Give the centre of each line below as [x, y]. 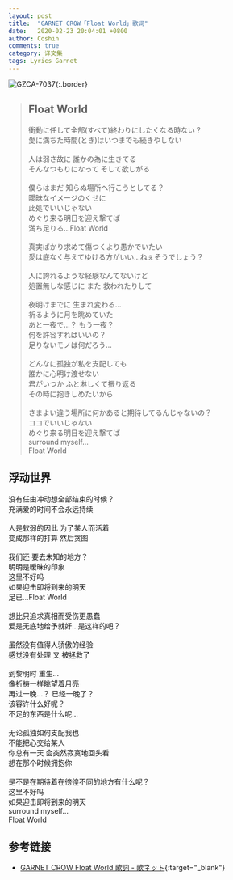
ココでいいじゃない [60, 422]
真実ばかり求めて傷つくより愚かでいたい [95, 247]
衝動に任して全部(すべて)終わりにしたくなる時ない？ [115, 129]
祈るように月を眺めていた [71, 314]
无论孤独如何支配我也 [44, 732]
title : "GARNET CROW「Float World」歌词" [78, 23]
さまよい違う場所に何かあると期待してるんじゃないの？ [120, 412]
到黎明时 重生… [34, 673]
